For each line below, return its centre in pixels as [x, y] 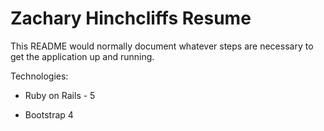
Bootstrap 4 [49, 114]
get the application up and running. [82, 56]
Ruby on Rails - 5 [60, 95]
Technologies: [39, 76]
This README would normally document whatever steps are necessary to [162, 46]
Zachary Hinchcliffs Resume [131, 18]
